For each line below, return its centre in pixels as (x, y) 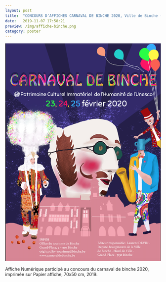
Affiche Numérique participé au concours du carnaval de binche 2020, (77, 269)
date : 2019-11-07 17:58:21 (35, 21)
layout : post (19, 10)
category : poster (23, 31)
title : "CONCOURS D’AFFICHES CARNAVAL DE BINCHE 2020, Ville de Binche (82, 16)
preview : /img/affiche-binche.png (41, 26)
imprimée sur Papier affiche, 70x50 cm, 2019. (51, 275)
